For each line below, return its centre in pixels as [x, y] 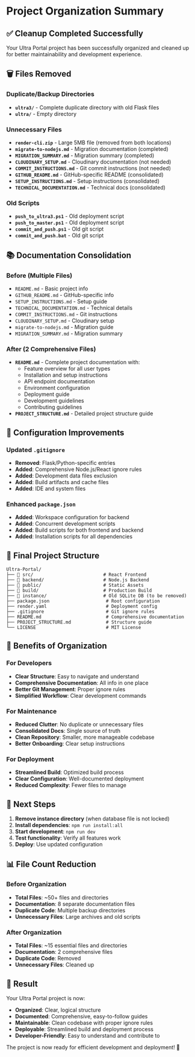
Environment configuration [57, 388]
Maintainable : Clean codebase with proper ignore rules [84, 1023]
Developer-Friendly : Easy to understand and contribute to [87, 1035]
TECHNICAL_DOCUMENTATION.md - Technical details [74, 308]
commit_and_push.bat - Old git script [59, 235]
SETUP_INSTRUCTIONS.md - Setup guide [61, 301]
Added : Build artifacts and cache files [62, 482]
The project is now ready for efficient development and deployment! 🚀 [93, 1047]
